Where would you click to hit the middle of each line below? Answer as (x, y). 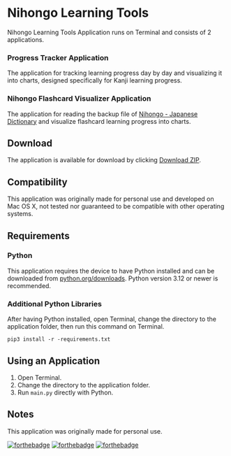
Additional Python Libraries (55, 304)
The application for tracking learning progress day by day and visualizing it (115, 73)
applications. (25, 39)
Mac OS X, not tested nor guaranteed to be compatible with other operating (116, 206)
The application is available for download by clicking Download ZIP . (104, 160)
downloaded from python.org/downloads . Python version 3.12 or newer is (113, 278)
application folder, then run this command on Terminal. (86, 327)
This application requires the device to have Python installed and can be (111, 271)
